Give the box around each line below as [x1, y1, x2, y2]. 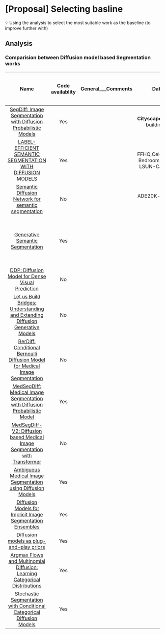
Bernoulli [16, 350, 37, 357]
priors [31, 544, 45, 551]
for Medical [14, 362, 40, 369]
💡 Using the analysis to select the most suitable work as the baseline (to [5, 20, 151, 26]
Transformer [12, 458, 42, 465]
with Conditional [8, 603, 46, 609]
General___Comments [80, 85, 133, 92]
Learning [16, 570, 37, 577]
